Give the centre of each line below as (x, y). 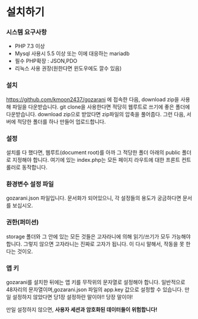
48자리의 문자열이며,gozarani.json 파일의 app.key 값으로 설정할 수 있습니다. (95, 289)
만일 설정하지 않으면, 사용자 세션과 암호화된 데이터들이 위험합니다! (82, 310)
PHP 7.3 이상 (30, 46)
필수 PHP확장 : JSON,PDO (46, 61)
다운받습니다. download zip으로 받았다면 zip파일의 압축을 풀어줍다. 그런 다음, (96, 114)
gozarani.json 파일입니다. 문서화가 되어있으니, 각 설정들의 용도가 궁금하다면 (94, 198)
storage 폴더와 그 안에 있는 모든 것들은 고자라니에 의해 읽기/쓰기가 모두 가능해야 (98, 236)
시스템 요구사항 (27, 32)
